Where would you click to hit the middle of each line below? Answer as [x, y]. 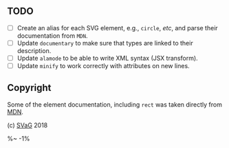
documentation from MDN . [52, 35]
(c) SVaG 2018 [28, 125]
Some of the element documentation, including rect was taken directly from [115, 104]
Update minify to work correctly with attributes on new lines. [103, 66]
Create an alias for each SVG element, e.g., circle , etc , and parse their [117, 28]
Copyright [29, 88]
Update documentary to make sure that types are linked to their [105, 43]
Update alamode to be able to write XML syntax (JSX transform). [107, 58]
